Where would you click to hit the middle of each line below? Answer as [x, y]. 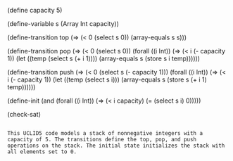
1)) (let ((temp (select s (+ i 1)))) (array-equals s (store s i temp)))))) [104, 58]
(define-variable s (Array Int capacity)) [63, 24]
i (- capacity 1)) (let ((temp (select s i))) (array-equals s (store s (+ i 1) [107, 79]
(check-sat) [24, 114]
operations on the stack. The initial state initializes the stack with [116, 146]
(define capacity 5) [35, 10]
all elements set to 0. [42, 152]
